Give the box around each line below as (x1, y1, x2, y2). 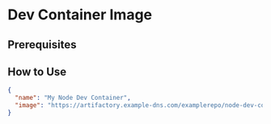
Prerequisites (7, 38, 77, 52)
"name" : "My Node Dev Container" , (15, 94, 131, 102)
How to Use (7, 64, 67, 78)
